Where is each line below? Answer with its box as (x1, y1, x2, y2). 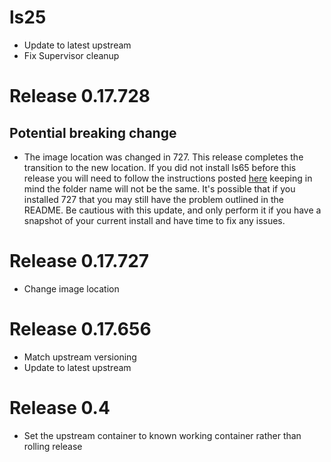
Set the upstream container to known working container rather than (23, 429, 302, 441)
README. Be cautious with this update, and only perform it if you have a (23, 204, 322, 216)
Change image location (23, 282, 120, 295)
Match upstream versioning (23, 351, 137, 363)
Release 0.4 (9, 397, 111, 419)
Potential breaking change (9, 124, 177, 141)
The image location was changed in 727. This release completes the (23, 151, 304, 163)
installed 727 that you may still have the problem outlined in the (23, 193, 284, 205)
